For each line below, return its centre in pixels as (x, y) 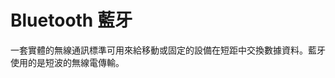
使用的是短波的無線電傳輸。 (67, 62)
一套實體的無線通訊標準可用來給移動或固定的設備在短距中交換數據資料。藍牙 (168, 50)
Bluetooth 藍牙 (71, 20)
